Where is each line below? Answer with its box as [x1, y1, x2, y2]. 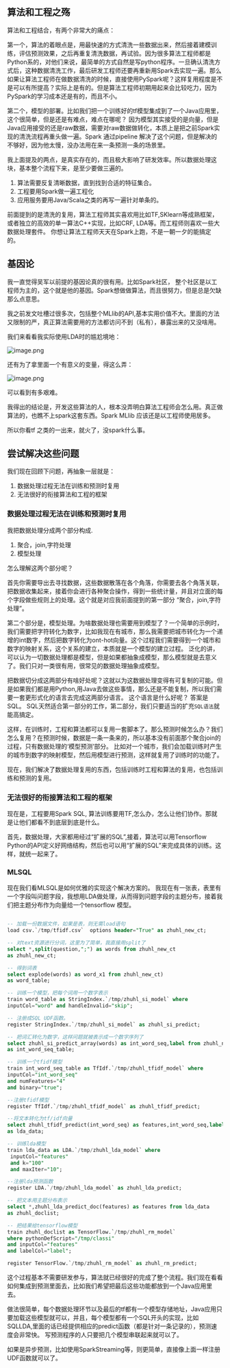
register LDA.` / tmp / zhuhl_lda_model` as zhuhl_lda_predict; [7, 1185, 183, 1192]
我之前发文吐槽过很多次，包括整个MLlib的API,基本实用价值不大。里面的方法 [7, 309, 220, 317]
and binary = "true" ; [7, 1084, 63, 1091]
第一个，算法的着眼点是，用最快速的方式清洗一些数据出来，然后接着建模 [7, 40, 211, 49]
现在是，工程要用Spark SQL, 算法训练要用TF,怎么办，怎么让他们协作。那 [7, 810, 212, 818]
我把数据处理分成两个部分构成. [7, 526, 94, 534]
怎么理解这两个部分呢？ [7, 564, 73, 572]
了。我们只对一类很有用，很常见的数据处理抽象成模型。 [7, 661, 163, 670]
